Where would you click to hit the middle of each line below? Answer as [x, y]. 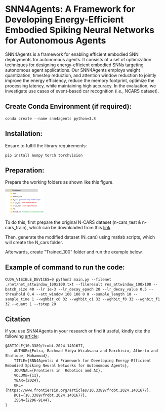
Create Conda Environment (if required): [68, 106]
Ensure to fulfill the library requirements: [46, 145]
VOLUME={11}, [27, 376]
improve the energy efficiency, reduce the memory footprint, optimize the [80, 81]
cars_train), [17, 227]
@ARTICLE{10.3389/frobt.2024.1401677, [45, 346]
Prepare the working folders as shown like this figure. [59, 182]
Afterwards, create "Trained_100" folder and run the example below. [74, 252]
